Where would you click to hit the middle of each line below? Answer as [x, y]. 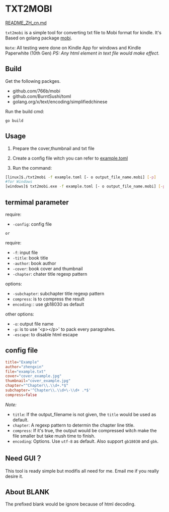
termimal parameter [37, 202]
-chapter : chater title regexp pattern [50, 274]
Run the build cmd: [25, 111]
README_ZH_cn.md [26, 23]
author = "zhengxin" [24, 367]
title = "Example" [22, 362]
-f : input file [25, 252]
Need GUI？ [24, 458]
